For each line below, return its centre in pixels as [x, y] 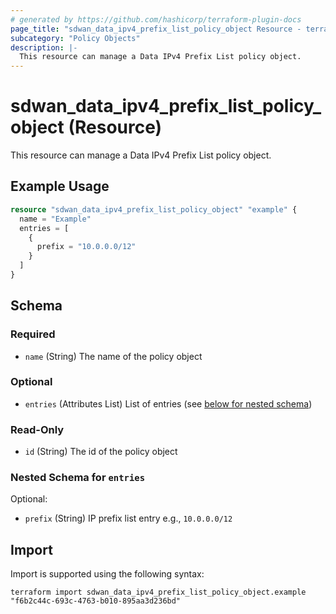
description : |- [44, 47]
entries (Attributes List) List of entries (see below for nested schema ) [168, 403]
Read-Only [37, 429]
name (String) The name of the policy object [113, 356]
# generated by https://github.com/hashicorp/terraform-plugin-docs [156, 19]
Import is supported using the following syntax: [107, 574]
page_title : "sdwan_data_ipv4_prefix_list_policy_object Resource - [156, 29]
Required [33, 334]
